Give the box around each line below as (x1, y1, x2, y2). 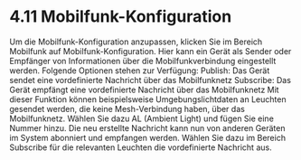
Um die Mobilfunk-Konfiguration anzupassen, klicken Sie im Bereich (9, 36, 263, 47)
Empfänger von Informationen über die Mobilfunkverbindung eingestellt (9, 55, 277, 66)
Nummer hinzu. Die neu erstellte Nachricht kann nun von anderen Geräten (9, 122, 286, 133)
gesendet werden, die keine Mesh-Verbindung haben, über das (9, 103, 246, 114)
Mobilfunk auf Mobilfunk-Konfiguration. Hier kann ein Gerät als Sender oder (9, 45, 292, 56)
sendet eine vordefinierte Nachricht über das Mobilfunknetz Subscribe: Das (9, 74, 292, 85)
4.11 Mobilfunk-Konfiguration (9, 6, 232, 27)
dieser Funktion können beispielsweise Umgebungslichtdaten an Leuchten (9, 93, 287, 105)
